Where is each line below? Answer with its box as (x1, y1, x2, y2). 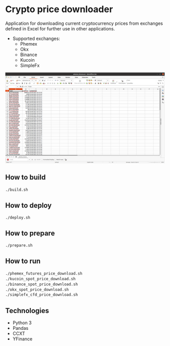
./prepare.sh (5, 243, 33, 248)
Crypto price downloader (5, 4, 113, 15)
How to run (5, 257, 41, 266)
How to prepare (5, 229, 55, 237)
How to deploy (5, 201, 52, 209)
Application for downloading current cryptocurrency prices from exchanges (5, 20, 163, 26)
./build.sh (5, 187, 28, 192)
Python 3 (12, 320, 32, 326)
